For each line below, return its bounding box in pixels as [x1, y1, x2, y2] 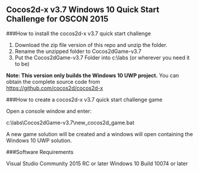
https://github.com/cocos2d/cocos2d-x [6, 84, 103, 92]
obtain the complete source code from [6, 78, 100, 85]
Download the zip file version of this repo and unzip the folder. [14, 41, 168, 48]
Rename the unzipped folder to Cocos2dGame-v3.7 [14, 48, 141, 55]
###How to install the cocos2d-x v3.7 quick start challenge [6, 30, 151, 37]
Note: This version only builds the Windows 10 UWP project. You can [6, 71, 179, 79]
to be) [14, 60, 30, 67]
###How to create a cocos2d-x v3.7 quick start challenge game [6, 96, 163, 103]
